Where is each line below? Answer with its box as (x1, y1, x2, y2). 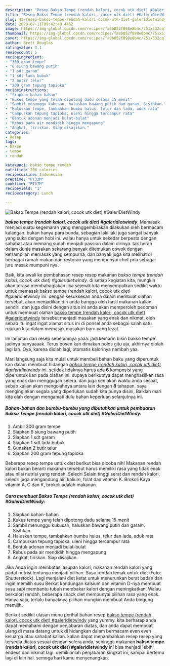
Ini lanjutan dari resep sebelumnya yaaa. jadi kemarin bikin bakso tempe (5, 335, 155, 341)
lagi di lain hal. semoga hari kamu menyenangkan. (5, 654, 110, 661)
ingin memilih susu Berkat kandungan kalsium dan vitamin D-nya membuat (5, 580, 161, 586)
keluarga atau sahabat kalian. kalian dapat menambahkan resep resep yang (5, 633, 163, 639)
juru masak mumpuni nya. (5, 262, 59, 268)
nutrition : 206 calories (5, 167, 58, 172)
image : (5, 26, 19, 31)
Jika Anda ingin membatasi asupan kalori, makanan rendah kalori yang (5, 564, 153, 570)
